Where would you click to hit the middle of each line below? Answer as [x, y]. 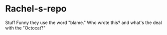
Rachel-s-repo [36, 9]
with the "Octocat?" [25, 27]
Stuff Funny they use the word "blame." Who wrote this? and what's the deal [83, 22]
